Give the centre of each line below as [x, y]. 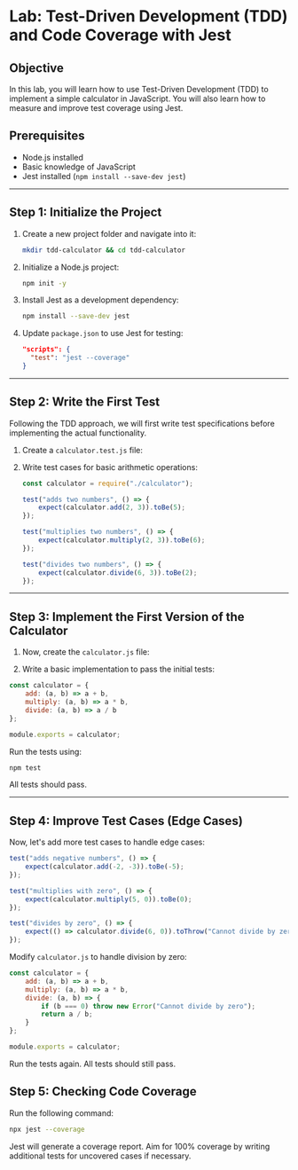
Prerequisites [47, 136]
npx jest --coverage [47, 1129]
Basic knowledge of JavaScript [78, 167]
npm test [25, 768]
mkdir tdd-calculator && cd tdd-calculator [104, 250]
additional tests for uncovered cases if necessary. [100, 1156]
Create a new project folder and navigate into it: [109, 233]
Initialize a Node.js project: [71, 267]
